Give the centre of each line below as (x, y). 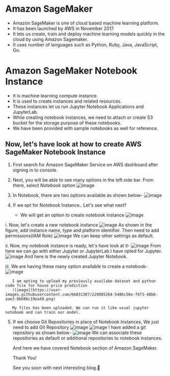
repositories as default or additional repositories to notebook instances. (88, 338)
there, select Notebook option (44, 185)
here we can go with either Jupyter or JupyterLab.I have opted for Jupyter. (84, 251)
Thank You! (24, 358)
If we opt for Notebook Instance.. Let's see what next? (69, 205)
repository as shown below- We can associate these (77, 333)
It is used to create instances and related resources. (67, 101)
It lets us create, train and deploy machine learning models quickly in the (89, 34)
